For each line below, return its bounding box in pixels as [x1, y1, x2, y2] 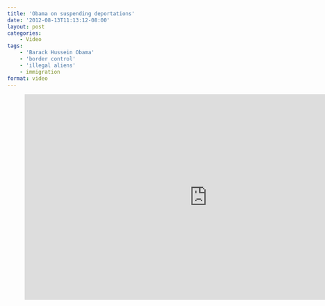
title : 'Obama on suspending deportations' [7, 10, 135, 17]
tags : [7, 42, 23, 49]
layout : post [7, 23, 45, 30]
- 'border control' [19, 56, 76, 63]
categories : [7, 29, 42, 37]
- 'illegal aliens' [19, 62, 76, 69]
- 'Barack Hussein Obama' [19, 49, 95, 56]
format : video [7, 74, 49, 82]
